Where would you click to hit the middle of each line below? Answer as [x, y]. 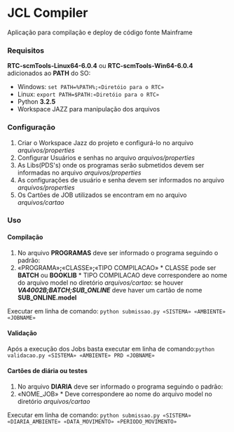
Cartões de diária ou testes [47, 371]
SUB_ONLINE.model [47, 297]
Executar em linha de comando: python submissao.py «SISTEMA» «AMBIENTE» [117, 311]
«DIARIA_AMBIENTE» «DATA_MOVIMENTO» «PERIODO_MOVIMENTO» [92, 422]
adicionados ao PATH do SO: [49, 73]
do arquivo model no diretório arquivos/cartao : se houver [100, 283]
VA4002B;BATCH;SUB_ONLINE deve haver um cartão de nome [110, 290]
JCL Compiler [48, 13]
